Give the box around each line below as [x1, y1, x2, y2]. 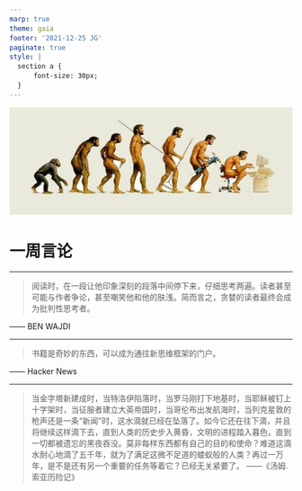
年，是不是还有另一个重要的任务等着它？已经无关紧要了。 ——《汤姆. [31, 460, 289, 471]
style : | [9, 52, 42, 62]
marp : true [9, 14, 50, 23]
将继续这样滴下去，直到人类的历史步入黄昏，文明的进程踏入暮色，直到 [31, 427, 292, 438]
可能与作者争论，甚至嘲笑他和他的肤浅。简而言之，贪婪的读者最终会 [31, 292, 284, 303]
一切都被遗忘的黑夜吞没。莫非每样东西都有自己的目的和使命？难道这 [31, 438, 284, 449]
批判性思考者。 [39, 303, 95, 314]
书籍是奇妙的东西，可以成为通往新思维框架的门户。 [31, 348, 221, 359]
